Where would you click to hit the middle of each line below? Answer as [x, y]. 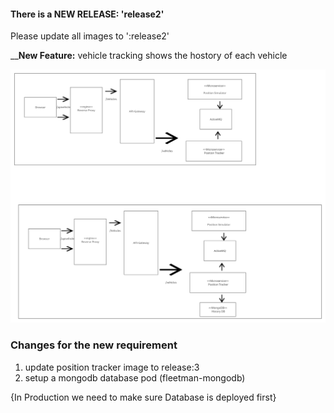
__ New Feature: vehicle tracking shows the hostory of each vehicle [149, 56]
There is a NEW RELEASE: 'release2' [87, 14]
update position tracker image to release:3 [112, 367]
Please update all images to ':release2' [90, 36]
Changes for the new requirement [94, 345]
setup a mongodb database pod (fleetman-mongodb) [135, 377]
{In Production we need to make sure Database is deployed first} [143, 397]
